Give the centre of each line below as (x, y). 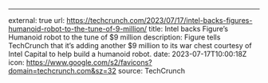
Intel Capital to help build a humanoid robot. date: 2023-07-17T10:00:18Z (128, 54)
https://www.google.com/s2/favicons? (90, 62)
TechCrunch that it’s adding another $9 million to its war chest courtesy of (130, 45)
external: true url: (37, 20)
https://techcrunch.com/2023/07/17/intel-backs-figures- (160, 20)
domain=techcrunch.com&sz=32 (63, 71)
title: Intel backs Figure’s (189, 29)
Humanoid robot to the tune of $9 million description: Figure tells (114, 37)
